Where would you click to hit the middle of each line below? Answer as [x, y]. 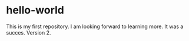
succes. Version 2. [29, 32]
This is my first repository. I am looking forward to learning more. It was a [95, 26]
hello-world [35, 10]
